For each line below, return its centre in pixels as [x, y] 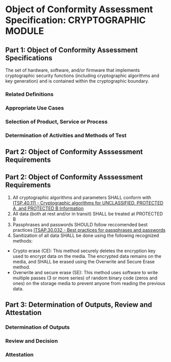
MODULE [25, 31]
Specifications [29, 58]
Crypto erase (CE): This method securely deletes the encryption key [84, 251]
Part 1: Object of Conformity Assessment [72, 50]
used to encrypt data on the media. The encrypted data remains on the [87, 256]
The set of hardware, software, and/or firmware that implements [73, 70]
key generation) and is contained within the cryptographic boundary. [77, 81]
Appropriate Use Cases [35, 108]
